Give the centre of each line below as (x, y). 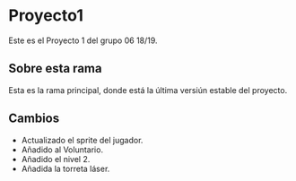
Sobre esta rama (55, 69)
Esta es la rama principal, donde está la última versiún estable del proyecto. (148, 90)
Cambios (34, 119)
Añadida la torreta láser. (65, 168)
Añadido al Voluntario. (62, 150)
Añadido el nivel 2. (56, 159)
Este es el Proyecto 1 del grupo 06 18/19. (83, 40)
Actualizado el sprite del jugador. (82, 140)
